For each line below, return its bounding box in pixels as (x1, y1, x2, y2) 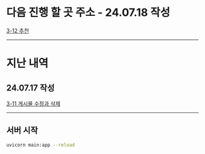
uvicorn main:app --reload (6, 142, 75, 148)
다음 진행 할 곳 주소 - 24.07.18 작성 (6, 5, 171, 20)
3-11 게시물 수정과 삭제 (6, 100, 61, 107)
